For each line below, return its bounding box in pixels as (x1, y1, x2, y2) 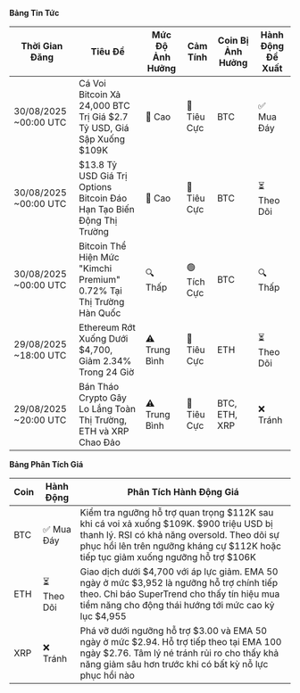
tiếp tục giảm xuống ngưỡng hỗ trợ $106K (79, 551, 256, 563)
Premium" (79, 274, 121, 285)
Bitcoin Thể (79, 240, 127, 252)
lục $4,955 (79, 610, 127, 623)
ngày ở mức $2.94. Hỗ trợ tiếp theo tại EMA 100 (79, 636, 282, 648)
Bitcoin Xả (79, 88, 121, 101)
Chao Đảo (79, 436, 121, 449)
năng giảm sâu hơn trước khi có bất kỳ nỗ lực (79, 658, 269, 670)
